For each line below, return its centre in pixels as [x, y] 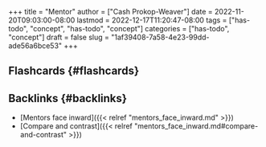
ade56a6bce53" [35, 46]
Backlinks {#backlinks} [68, 98]
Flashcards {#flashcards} [74, 71]
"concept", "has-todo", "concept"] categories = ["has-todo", [129, 29]
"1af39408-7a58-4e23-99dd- [161, 37]
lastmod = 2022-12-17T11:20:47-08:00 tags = [152, 20]
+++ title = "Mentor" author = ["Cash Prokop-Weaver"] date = [110, 12]
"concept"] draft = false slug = [59, 37]
